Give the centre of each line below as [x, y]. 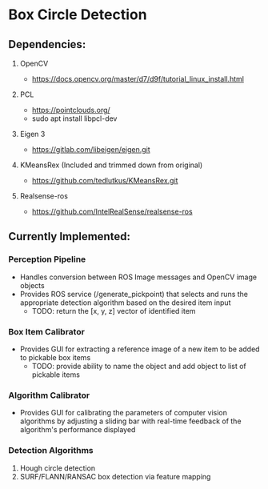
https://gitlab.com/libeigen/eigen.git [91, 149]
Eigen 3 [32, 134]
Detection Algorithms [51, 451]
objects [32, 285]
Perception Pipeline [47, 259]
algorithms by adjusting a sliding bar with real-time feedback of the [130, 421]
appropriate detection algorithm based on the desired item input [125, 303]
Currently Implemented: [69, 236]
